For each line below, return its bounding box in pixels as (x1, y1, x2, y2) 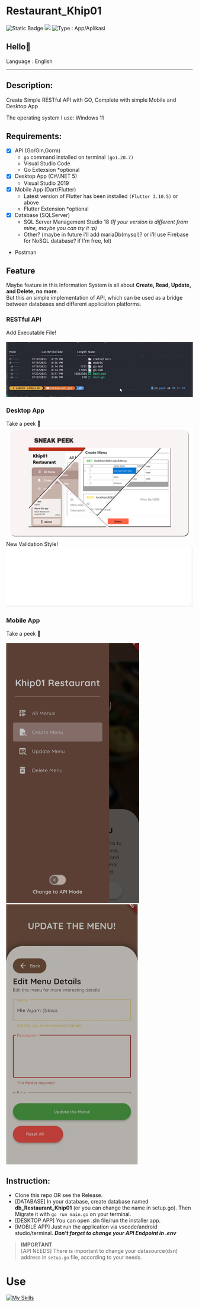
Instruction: (6, 1176, 50, 1186)
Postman (14, 249, 37, 256)
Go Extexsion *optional (23, 166, 80, 174)
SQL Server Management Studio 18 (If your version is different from (23, 218, 188, 225)
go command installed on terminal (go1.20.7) (23, 153, 134, 161)
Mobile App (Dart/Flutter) (14, 186, 76, 193)
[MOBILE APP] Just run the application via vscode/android (14, 1223, 158, 1230)
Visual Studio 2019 (23, 180, 69, 187)
